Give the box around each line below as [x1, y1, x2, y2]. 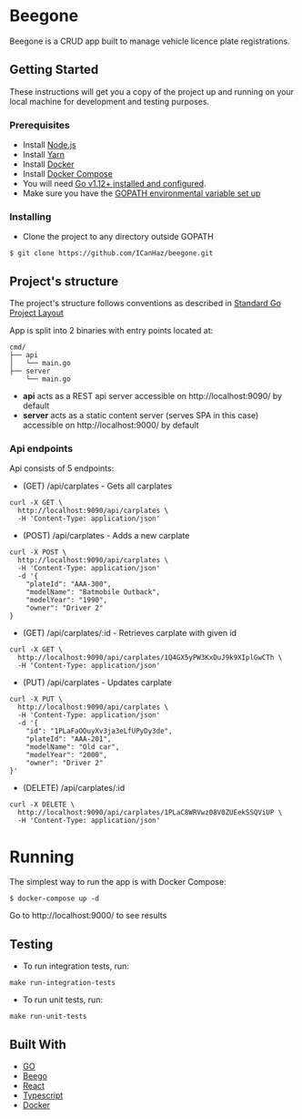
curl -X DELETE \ [9, 800, 75, 809]
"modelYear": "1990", [25, 596, 107, 605]
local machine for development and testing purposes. [9, 96, 210, 107]
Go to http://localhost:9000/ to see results [9, 910, 167, 921]
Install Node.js [22, 139, 76, 150]
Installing [9, 210, 52, 223]
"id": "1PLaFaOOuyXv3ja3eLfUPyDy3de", [25, 726, 173, 736]
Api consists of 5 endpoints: [9, 463, 115, 474]
